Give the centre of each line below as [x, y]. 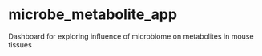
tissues [20, 44]
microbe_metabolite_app [93, 15]
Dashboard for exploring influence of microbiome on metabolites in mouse [131, 36]
